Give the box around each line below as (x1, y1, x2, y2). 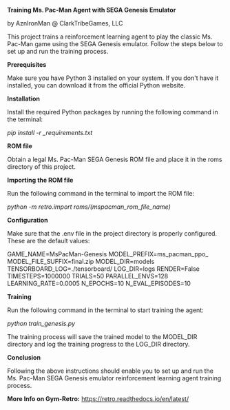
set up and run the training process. (7, 48, 109, 55)
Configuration (7, 216, 48, 224)
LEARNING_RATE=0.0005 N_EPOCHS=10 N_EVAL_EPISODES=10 (7, 279, 191, 287)
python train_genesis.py (7, 320, 76, 327)
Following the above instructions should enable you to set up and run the (7, 367, 213, 375)
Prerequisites (7, 61, 47, 68)
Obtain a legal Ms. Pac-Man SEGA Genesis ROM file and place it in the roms (7, 155, 222, 163)
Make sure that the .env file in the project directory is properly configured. (7, 229, 218, 237)
